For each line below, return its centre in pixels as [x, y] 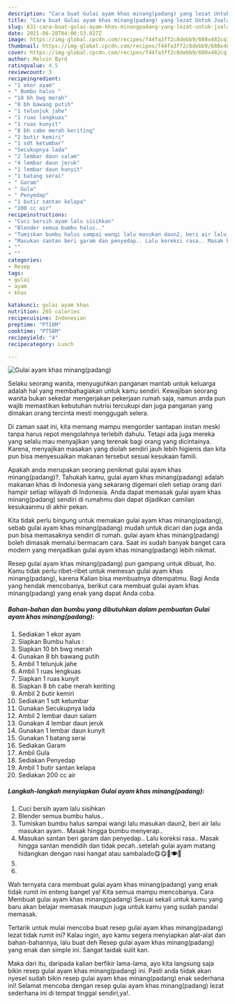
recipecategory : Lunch [41, 344]
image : [17, 40]
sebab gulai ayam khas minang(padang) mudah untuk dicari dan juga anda [115, 528]
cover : [17, 53]
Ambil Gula [33, 753]
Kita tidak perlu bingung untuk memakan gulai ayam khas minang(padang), [116, 520]
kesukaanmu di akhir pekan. [48, 507]
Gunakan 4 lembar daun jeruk [61, 724]
